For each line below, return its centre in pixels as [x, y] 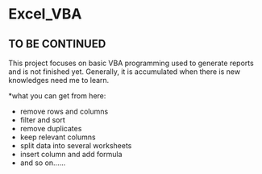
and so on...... [43, 163]
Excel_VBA [45, 14]
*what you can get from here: [57, 96]
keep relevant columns [58, 137]
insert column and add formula [71, 154]
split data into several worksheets [76, 145]
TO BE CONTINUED [57, 44]
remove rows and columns [64, 111]
